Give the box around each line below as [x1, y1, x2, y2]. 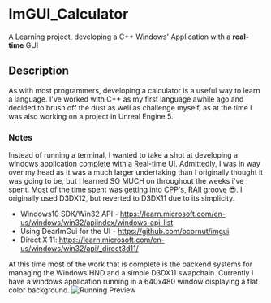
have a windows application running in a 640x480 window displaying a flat [8, 277, 258, 287]
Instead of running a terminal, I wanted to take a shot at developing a [8, 150, 238, 160]
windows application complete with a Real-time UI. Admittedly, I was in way [8, 159, 261, 169]
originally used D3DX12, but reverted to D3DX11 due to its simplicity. [8, 193, 235, 203]
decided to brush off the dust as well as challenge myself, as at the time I [8, 102, 253, 112]
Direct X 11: [19, 235, 58, 245]
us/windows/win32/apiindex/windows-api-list [19, 218, 174, 227]
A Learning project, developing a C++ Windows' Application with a [8, 32, 231, 41]
